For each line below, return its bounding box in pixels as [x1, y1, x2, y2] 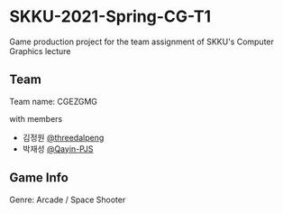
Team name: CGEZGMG [9, 96, 97, 107]
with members [9, 113, 63, 124]
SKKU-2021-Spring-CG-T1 [9, 6, 212, 27]
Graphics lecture [9, 45, 71, 56]
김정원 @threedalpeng [22, 132, 105, 143]
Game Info [9, 170, 69, 186]
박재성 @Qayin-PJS [22, 143, 94, 154]
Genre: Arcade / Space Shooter [9, 194, 126, 205]
